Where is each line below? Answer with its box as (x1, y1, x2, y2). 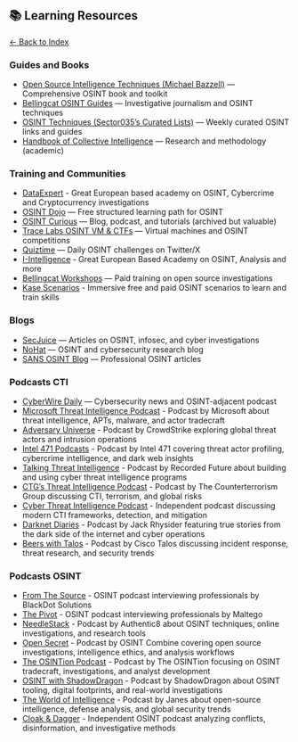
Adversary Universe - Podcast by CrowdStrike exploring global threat (21, 425, 277, 435)
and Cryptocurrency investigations (21, 197, 149, 208)
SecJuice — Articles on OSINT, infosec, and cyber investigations (21, 334, 260, 345)
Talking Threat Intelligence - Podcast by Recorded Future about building (21, 463, 286, 473)
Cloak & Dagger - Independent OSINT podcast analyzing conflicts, (21, 713, 266, 724)
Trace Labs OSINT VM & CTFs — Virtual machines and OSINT (21, 226, 249, 236)
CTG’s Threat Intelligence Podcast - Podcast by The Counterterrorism (21, 482, 278, 491)
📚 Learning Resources (9, 8, 139, 23)
